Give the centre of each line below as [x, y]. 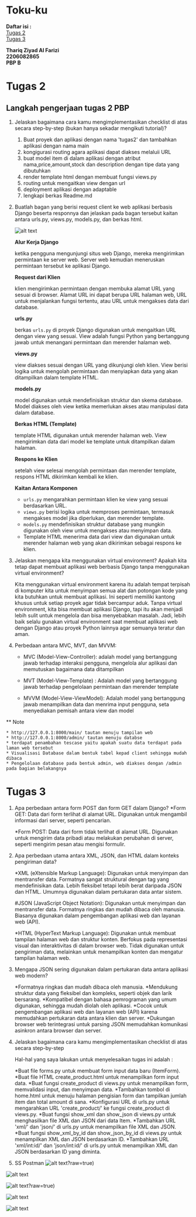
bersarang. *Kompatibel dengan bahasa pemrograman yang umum [95, 999]
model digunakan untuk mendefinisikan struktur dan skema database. [99, 400]
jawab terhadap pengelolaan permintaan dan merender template [101, 686]
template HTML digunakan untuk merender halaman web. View [90, 435]
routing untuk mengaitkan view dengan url [74, 183]
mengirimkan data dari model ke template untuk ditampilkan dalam [95, 441]
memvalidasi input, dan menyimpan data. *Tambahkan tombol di [92, 1089]
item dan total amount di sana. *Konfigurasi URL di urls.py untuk [92, 1102]
